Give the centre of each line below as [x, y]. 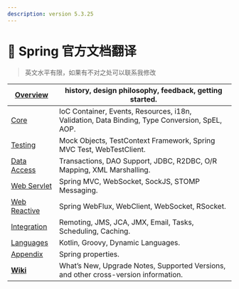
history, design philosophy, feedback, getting [144, 90]
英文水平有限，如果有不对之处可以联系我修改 [90, 72]
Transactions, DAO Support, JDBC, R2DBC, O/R [138, 160]
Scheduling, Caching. [95, 231]
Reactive [26, 210]
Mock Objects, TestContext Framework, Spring [137, 141]
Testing [23, 145]
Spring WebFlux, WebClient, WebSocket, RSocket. [143, 206]
